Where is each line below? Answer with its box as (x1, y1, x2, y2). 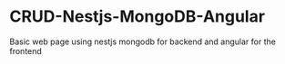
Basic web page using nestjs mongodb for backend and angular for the (9, 36, 276, 47)
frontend (9, 45, 43, 56)
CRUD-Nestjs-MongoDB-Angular (9, 6, 266, 27)
